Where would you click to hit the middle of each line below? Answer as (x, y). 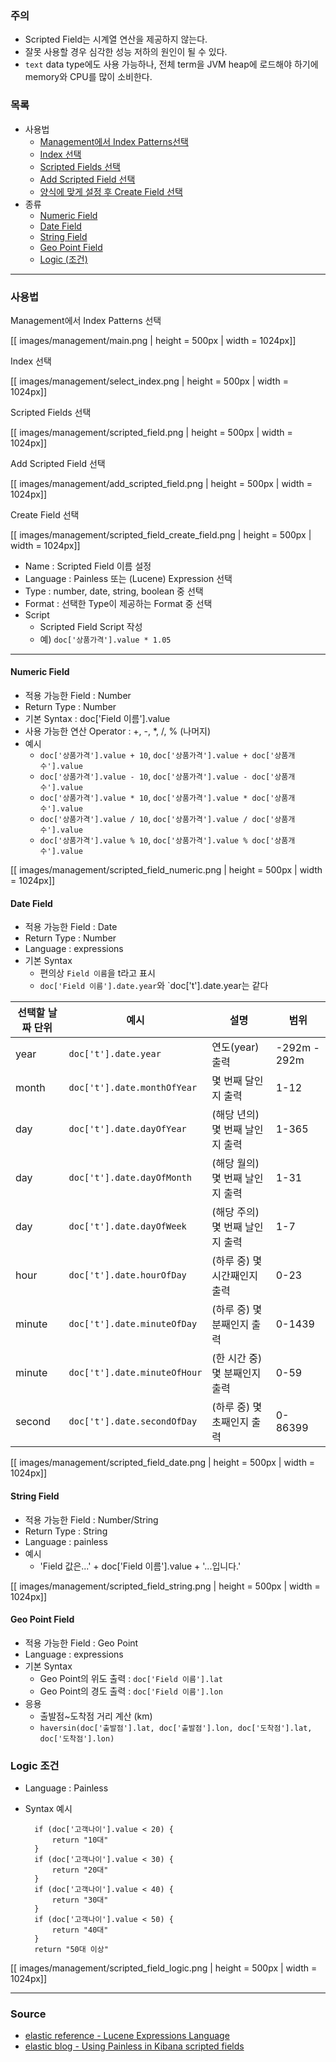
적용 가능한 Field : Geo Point (81, 1643)
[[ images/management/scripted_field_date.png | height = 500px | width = (163, 1463)
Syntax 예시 (48, 1808)
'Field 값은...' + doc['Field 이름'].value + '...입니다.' (140, 1566)
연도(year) (235, 1047)
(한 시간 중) (237, 1359)
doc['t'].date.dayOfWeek (127, 1226)
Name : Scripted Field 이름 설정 (88, 566)
